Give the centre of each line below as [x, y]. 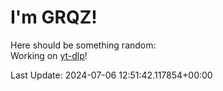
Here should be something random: [83, 45]
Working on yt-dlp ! [49, 55]
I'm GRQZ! [54, 17]
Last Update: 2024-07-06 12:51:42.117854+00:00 [111, 75]
